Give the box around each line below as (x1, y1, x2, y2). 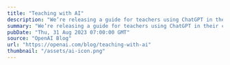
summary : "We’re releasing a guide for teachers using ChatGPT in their (7, 22, 219, 29)
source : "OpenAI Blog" (7, 35, 72, 42)
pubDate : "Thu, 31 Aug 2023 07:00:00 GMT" (7, 28, 130, 36)
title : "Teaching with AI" (7, 9, 84, 17)
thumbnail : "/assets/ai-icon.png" (7, 48, 106, 55)
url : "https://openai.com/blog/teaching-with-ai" (7, 41, 152, 48)
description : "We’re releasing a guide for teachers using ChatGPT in (7, 16, 213, 23)
